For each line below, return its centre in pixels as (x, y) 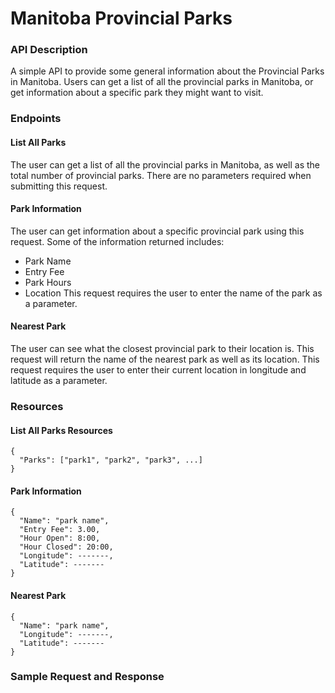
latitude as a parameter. (59, 381)
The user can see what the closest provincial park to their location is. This (162, 349)
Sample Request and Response (87, 677)
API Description (49, 50)
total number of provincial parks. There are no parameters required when (161, 175)
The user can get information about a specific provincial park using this (157, 231)
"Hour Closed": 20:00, (66, 547)
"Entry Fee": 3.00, (60, 530)
